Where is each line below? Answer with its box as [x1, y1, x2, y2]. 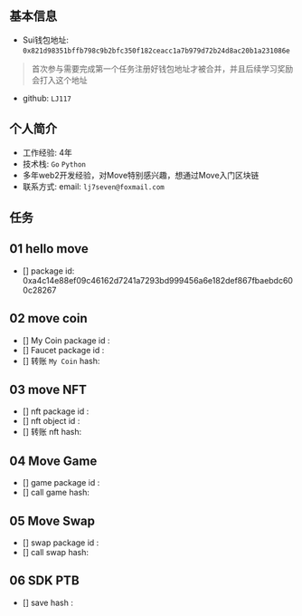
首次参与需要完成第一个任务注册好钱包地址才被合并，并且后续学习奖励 [31, 63, 294, 74]
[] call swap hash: [22, 547, 89, 558]
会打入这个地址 [31, 74, 88, 85]
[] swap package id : [22, 537, 99, 548]
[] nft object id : [22, 416, 80, 427]
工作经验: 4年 [22, 147, 72, 158]
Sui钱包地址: [22, 34, 70, 45]
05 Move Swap [9, 513, 95, 528]
